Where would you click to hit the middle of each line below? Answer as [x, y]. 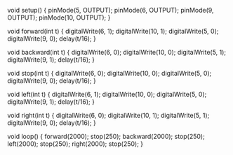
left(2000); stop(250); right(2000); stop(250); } [75, 144]
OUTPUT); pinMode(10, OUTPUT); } [59, 18]
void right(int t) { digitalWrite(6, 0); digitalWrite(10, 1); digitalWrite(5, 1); [108, 115]
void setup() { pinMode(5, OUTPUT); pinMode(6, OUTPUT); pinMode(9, [111, 10]
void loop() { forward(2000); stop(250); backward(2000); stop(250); [106, 136]
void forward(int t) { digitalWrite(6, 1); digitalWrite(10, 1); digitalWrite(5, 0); [113, 31]
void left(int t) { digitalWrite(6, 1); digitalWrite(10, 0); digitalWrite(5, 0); [107, 94]
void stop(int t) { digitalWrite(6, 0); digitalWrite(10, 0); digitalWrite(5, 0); [109, 73]
